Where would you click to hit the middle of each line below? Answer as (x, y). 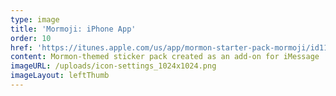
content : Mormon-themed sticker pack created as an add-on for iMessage (165, 57)
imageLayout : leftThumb (60, 76)
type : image (35, 19)
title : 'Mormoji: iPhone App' (73, 29)
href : (21, 47)
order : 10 (31, 38)
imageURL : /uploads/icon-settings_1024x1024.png (113, 66)
